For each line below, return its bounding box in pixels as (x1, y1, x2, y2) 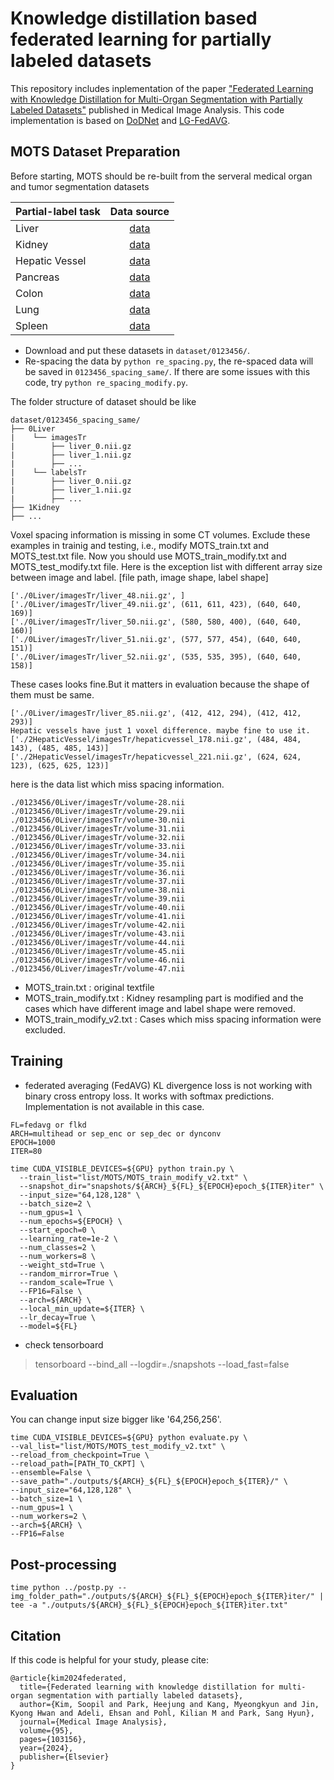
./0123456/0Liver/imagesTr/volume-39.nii (10, 893, 186, 904)
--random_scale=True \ (19, 1277, 114, 1287)
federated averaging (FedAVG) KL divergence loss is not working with (24, 1079, 313, 1091)
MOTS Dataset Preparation (10, 143, 181, 161)
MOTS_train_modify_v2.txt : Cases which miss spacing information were (24, 1013, 322, 1025)
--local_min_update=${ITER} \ (19, 1303, 145, 1314)
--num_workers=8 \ (19, 1251, 97, 1261)
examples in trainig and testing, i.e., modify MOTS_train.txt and (10, 539, 270, 551)
